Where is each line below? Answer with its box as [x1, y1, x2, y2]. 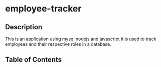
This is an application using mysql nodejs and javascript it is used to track [5, 36, 157, 42]
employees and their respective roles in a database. [5, 41, 111, 47]
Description [5, 23, 42, 31]
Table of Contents [5, 56, 62, 64]
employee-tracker [5, 3, 82, 14]
